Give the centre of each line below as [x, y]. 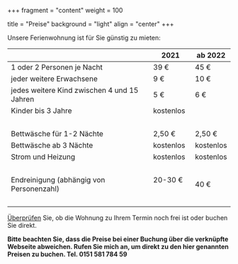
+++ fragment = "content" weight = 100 [65, 10]
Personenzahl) [35, 189]
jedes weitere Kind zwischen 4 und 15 [75, 90]
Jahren [23, 99]
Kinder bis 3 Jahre [41, 111]
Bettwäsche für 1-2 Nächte [57, 134]
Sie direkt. [22, 225]
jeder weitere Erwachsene [54, 79]
